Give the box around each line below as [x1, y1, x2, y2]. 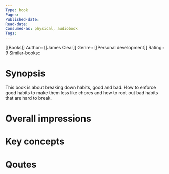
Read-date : [5, 21, 28, 27]
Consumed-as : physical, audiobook [5, 26, 78, 31]
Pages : [5, 12, 19, 17]
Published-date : [5, 17, 39, 22]
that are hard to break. [5, 95, 52, 101]
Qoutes [5, 159, 37, 170]
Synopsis [5, 68, 46, 79]
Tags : [5, 31, 17, 36]
